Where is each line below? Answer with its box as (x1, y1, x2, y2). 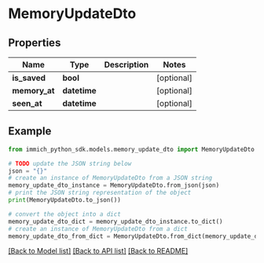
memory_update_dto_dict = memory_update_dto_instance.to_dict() (8, 217, 223, 225)
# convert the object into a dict (8, 210, 122, 218)
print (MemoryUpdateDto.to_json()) (8, 196, 122, 204)
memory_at (12, 86, 55, 96)
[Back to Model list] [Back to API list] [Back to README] (8, 247, 189, 256)
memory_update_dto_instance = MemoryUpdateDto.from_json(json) (8, 181, 220, 189)
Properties (8, 36, 61, 49)
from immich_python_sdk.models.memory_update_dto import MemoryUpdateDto (8, 145, 255, 153)
